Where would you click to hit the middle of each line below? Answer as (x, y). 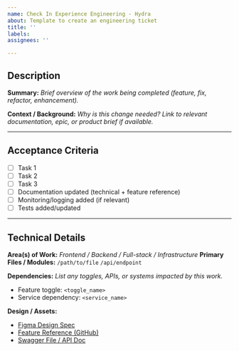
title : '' (22, 27)
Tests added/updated (49, 208)
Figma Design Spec (46, 325)
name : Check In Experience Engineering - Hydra (79, 14)
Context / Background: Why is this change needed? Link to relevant (107, 114)
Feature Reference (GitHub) (58, 332)
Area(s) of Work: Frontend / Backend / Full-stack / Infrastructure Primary (116, 254)
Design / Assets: (32, 311)
